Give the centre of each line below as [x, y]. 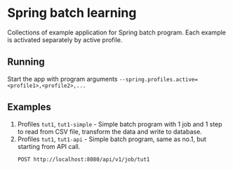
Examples [29, 107]
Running [26, 62]
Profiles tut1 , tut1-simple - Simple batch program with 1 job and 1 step [120, 124]
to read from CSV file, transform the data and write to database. [109, 131]
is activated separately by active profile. [65, 39]
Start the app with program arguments [62, 79]
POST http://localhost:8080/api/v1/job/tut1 [84, 159]
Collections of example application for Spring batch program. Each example [117, 32]
